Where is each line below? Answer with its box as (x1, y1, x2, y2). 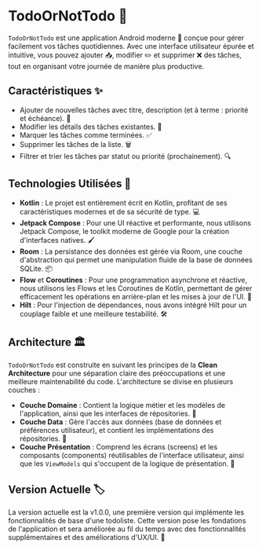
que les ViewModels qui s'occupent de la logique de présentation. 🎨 (19, 459, 235, 468)
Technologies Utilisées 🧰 (8, 177, 132, 191)
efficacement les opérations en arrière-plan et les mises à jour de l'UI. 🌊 (19, 291, 253, 301)
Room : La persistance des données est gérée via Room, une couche (19, 247, 243, 256)
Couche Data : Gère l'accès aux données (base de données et (19, 417, 222, 427)
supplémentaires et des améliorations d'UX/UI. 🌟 (8, 533, 166, 542)
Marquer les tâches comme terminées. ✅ (19, 130, 153, 140)
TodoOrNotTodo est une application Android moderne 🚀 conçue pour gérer (8, 33, 245, 42)
